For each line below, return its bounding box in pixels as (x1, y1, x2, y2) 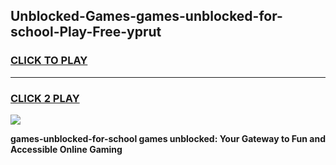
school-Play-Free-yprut (10, 24, 162, 41)
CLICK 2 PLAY (10, 91, 80, 105)
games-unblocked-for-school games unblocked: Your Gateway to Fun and (10, 132, 326, 144)
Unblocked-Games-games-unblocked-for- (10, 8, 283, 25)
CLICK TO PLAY (10, 54, 88, 68)
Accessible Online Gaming (10, 143, 123, 155)
